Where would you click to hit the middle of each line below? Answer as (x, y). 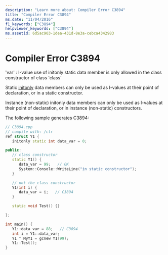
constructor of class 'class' (33, 78)
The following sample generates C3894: (47, 118)
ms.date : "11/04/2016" (29, 19)
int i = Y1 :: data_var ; (36, 234)
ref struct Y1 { (22, 136)
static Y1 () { (27, 160)
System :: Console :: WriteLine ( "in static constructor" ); (78, 169)
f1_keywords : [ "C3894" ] (30, 24)
